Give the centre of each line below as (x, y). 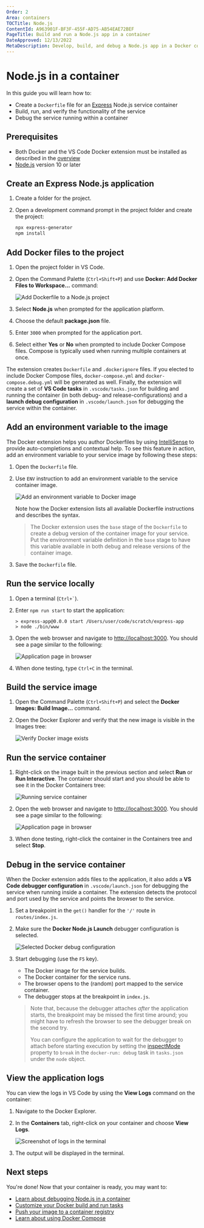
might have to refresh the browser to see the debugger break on (110, 1021)
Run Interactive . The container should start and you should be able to (102, 779)
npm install (30, 233)
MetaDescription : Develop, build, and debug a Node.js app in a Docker (99, 46)
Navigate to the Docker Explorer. (56, 1111)
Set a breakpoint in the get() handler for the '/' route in (85, 910)
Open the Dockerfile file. (46, 466)
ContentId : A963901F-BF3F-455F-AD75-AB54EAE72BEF (70, 29)
